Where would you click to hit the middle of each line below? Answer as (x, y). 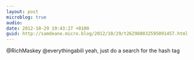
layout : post (22, 12)
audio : (14, 23)
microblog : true (26, 17)
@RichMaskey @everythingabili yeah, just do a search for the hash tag (93, 50)
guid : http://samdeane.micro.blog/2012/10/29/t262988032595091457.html (97, 34)
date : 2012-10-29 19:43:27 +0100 (48, 28)
